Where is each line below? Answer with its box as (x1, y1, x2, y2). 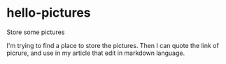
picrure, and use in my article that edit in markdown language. (6, 49, 185, 57)
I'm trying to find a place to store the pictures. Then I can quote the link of (6, 41, 220, 49)
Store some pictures (6, 28, 65, 36)
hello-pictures (6, 5, 92, 21)
